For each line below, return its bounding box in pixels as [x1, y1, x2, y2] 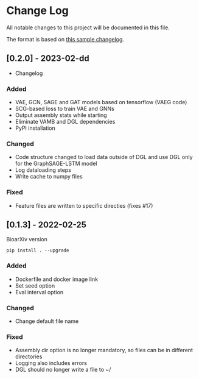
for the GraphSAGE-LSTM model [15, 160, 97, 168]
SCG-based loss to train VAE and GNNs [15, 105, 114, 113]
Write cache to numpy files [15, 173, 83, 180]
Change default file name [15, 317, 79, 325]
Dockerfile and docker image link [15, 275, 99, 283]
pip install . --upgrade [6, 247, 69, 253]
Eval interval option [15, 288, 64, 296]
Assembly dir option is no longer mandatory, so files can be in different [15, 347, 194, 354]
